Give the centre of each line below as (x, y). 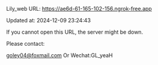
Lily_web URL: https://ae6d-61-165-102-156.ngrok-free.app (79, 9)
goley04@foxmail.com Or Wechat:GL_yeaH (59, 55)
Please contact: (26, 44)
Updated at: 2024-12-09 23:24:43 (49, 20)
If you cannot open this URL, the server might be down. (74, 32)
